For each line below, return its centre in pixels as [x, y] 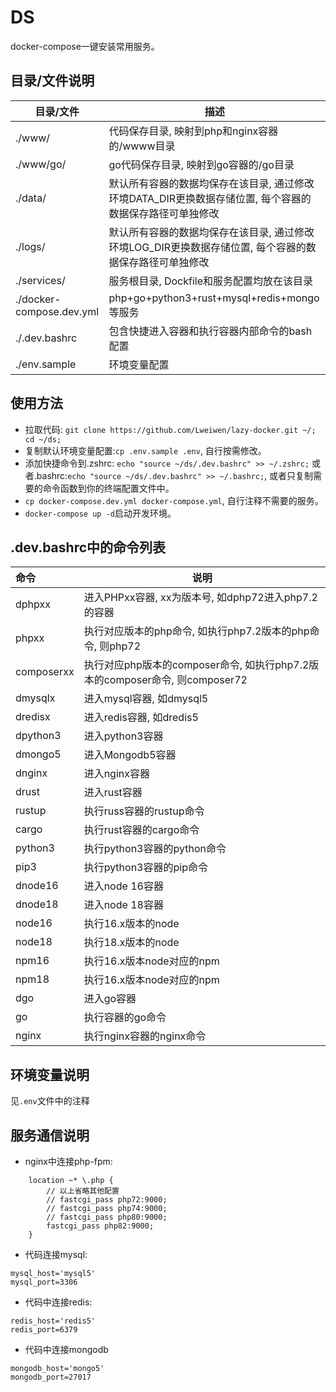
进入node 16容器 [123, 886]
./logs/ [30, 246]
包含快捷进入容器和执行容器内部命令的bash [210, 331]
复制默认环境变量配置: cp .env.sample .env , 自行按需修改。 [145, 450]
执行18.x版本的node [131, 943]
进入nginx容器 [116, 774]
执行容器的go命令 [125, 1018]
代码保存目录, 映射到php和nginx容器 [193, 131]
